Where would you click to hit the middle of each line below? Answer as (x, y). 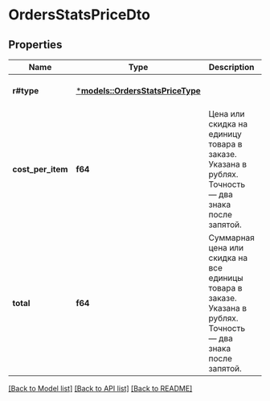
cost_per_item (40, 169)
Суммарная (231, 238)
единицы (226, 278)
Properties (35, 45)
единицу (225, 134)
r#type (26, 91)
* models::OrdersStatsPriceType (138, 91)
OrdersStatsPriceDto (80, 15)
